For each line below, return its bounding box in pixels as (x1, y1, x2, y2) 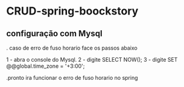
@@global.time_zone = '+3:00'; (6, 62, 85, 69)
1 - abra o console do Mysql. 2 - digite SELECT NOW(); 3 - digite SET (6, 56, 178, 63)
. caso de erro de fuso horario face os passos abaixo (6, 44, 138, 51)
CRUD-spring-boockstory (6, 4, 139, 18)
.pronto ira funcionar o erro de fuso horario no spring (6, 74, 138, 81)
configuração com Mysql (6, 28, 103, 39)
